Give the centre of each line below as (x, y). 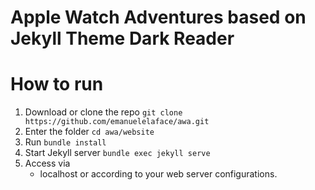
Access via (47, 163)
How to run (57, 84)
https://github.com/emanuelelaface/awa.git (117, 122)
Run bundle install (65, 142)
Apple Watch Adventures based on (158, 17)
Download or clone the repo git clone (103, 112)
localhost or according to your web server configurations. (158, 174)
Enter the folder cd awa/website (89, 132)
